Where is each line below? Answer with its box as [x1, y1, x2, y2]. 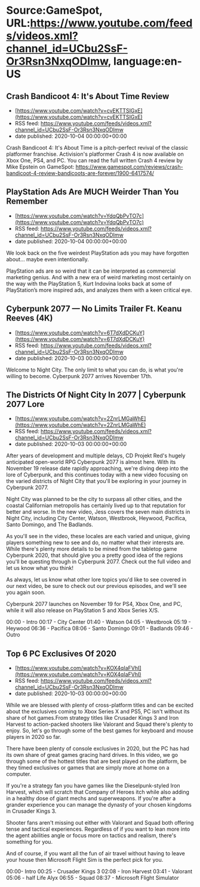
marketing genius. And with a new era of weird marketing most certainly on [6, 273, 191, 280]
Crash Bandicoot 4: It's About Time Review [6, 91, 170, 101]
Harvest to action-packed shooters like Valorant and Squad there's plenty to [6, 720, 193, 728]
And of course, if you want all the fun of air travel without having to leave [6, 850, 185, 857]
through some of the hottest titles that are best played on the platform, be [6, 758, 187, 765]
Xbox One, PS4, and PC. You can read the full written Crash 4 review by [6, 157, 183, 164]
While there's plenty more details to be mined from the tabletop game [6, 545, 177, 553]
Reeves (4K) [6, 313, 53, 324]
